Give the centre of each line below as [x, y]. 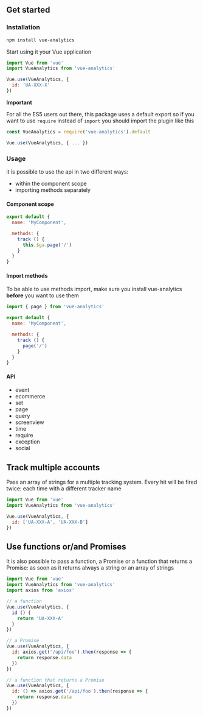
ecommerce [30, 397]
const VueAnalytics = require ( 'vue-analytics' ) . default [78, 132]
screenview [29, 422]
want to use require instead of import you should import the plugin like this [100, 121]
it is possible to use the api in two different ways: [67, 171]
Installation [23, 27]
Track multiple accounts [53, 468]
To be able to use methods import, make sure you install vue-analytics [94, 289]
